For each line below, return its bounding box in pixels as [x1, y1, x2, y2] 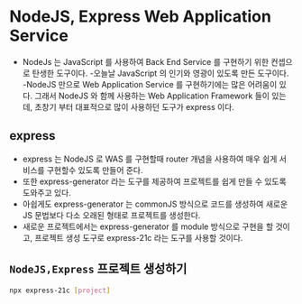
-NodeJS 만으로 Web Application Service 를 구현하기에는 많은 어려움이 [22, 78, 278, 89]
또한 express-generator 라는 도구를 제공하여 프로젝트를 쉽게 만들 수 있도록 [22, 176, 287, 187]
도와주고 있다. [22, 187, 72, 198]
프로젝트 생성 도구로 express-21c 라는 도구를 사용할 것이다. [34, 232, 243, 243]
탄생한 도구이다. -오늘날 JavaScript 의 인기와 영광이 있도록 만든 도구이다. [32, 68, 289, 78]
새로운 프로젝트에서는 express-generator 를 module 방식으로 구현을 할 [22, 221, 274, 232]
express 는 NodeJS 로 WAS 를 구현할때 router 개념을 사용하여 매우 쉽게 [22, 153, 278, 164]
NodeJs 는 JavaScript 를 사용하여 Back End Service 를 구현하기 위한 [22, 56, 269, 67]
